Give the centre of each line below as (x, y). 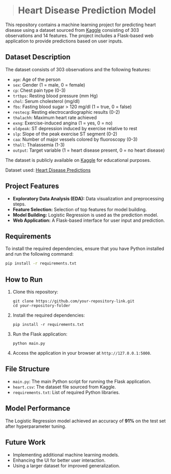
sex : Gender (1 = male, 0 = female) (49, 85)
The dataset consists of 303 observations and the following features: (78, 69)
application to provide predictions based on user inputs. (64, 41)
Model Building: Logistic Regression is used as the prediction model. (85, 215)
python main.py (29, 344)
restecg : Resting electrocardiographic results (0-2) (66, 112)
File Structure (27, 369)
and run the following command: (39, 254)
